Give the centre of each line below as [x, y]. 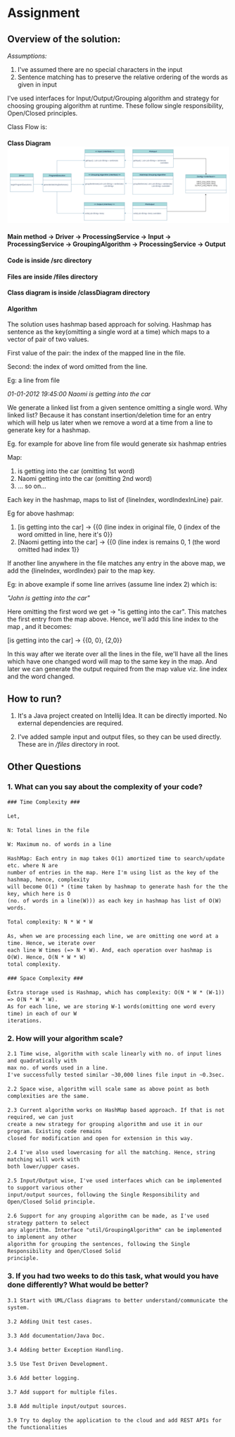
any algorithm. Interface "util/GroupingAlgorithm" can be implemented [114, 1230]
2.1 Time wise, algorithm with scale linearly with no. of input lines [114, 1054]
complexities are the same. [49, 1096]
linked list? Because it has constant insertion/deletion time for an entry [109, 415]
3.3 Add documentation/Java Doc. [56, 1335]
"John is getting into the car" [49, 598]
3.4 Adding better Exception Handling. [66, 1350]
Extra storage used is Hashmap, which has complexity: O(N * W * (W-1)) [116, 992]
